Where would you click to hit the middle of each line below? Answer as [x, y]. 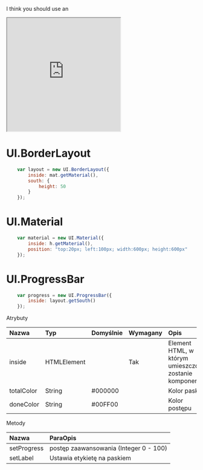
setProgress [27, 448]
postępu [180, 408]
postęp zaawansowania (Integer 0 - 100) [108, 448]
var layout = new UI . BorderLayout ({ [63, 169]
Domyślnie [107, 333]
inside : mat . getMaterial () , [63, 175]
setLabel [22, 458]
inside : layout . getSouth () [62, 301]
